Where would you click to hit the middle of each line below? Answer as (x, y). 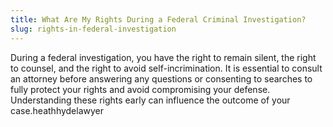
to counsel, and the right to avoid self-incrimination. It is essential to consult (166, 68)
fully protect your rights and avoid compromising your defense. (140, 89)
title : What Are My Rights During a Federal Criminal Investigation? (158, 19)
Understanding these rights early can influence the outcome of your (150, 100)
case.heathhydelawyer (57, 110)
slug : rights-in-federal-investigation (93, 29)
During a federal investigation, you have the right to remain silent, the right (163, 57)
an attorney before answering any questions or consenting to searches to (161, 78)
